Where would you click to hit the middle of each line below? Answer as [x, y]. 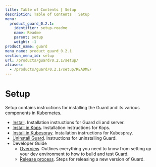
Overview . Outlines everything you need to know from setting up [85, 148]
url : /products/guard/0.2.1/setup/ [42, 60]
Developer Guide [29, 143]
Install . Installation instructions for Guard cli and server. [68, 122]
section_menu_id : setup [30, 56]
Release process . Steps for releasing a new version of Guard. [82, 159]
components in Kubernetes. [33, 113]
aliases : [14, 65]
